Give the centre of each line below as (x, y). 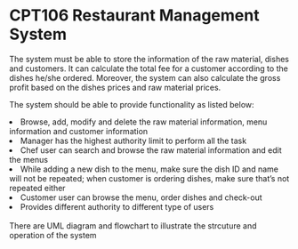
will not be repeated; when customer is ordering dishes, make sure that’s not (149, 178)
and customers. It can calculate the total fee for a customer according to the (149, 68)
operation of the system (53, 235)
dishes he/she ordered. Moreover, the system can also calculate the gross (145, 77)
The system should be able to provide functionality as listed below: (132, 104)
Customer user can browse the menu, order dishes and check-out (141, 197)
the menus (29, 159)
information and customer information (79, 131)
